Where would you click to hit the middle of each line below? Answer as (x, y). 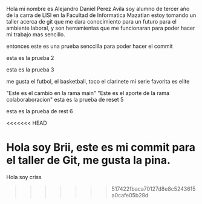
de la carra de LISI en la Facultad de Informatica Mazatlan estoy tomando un (101, 15)
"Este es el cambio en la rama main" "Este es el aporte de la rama (88, 93)
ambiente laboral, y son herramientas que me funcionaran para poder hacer (101, 28)
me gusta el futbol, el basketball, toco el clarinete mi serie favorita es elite (98, 81)
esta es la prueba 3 (30, 70)
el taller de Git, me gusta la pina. (89, 160)
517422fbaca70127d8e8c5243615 (154, 189)
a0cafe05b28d (130, 195)
